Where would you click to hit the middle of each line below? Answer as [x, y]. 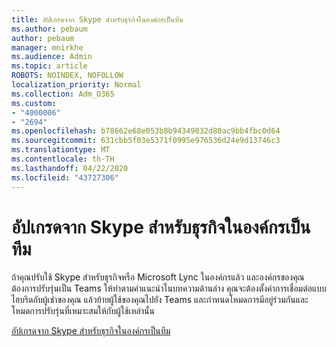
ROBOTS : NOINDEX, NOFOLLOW [67, 76]
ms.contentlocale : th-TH [63, 159]
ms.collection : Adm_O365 [63, 94]
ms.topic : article [49, 66]
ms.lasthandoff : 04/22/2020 [70, 168]
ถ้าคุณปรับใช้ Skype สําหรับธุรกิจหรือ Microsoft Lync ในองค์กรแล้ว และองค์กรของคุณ [158, 277]
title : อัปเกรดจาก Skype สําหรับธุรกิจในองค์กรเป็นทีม [97, 19]
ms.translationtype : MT [61, 150]
